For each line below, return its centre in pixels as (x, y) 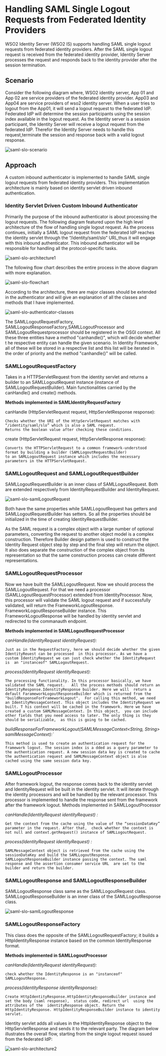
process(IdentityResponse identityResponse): (51, 988)
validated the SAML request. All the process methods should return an (83, 685)
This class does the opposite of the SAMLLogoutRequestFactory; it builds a (82, 935)
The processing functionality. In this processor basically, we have (78, 681)
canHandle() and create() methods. (41, 393)
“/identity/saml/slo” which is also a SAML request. (61, 426)
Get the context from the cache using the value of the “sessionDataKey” (83, 824)
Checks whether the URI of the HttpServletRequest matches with (73, 421)
